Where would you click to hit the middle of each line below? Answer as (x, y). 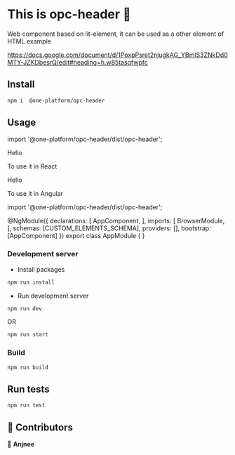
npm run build (28, 367)
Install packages (41, 269)
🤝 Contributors (40, 427)
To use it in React (32, 166)
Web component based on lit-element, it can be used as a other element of (116, 34)
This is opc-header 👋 (69, 14)
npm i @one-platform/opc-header (56, 100)
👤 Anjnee (21, 444)
